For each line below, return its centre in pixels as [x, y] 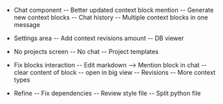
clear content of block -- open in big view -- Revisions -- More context [115, 72]
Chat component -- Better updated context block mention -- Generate [114, 10]
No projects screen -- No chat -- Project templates [86, 52]
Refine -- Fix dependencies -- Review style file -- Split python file [107, 93]
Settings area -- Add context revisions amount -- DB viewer [99, 38]
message [27, 25]
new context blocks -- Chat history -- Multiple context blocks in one [111, 17]
